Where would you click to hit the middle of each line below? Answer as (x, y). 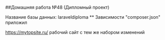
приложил (16, 23)
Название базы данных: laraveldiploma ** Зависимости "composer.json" (83, 17)
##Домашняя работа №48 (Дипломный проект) (57, 7)
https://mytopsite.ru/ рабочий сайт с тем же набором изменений (75, 32)
